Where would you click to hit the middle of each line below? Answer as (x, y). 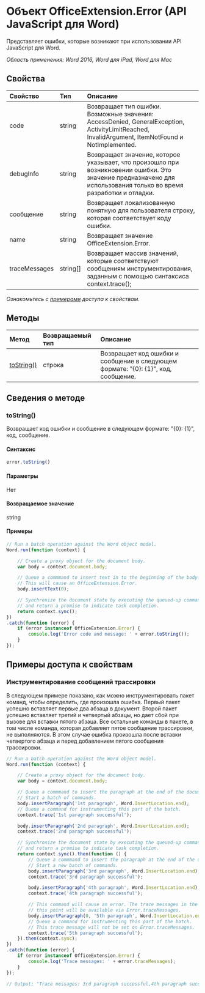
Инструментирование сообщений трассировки (81, 682)
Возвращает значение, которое (134, 154)
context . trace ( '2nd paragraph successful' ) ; (75, 831)
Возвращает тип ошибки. (124, 106)
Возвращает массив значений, (133, 253)
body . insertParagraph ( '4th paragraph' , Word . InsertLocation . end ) (113, 888)
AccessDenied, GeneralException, (136, 122)
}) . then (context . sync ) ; (48, 939)
